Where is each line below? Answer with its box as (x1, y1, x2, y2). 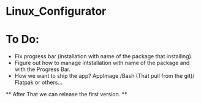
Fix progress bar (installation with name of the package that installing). (14, 53, 193, 60)
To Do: (6, 32, 40, 47)
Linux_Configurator (6, 4, 107, 18)
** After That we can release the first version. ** (6, 91, 127, 98)
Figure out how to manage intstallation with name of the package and (14, 59, 190, 67)
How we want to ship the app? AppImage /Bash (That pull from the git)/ (14, 72, 195, 80)
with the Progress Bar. (14, 66, 71, 73)
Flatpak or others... (14, 78, 63, 86)
